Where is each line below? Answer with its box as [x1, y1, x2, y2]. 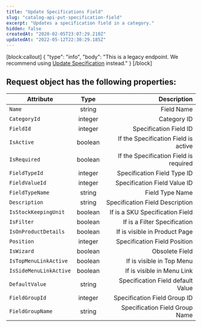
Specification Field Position [116, 237, 193, 245]
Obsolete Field [151, 247, 193, 255]
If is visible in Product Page [116, 227, 193, 236]
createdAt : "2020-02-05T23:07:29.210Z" [6, 31, 106, 37]
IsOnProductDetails [9, 228, 65, 235]
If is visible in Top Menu [126, 257, 193, 265]
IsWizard [9, 248, 34, 254]
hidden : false [6, 25, 42, 32]
